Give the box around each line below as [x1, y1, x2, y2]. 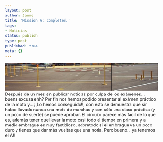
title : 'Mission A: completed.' [5, 18, 70, 23]
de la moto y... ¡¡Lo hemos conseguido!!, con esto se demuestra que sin [5, 102, 148, 108]
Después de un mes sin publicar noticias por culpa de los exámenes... [5, 91, 145, 97]
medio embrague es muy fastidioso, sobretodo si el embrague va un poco [5, 122, 153, 128]
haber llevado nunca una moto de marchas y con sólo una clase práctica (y [5, 107, 155, 112]
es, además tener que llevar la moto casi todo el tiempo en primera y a [5, 117, 146, 123]
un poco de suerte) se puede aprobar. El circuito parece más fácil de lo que [5, 112, 156, 118]
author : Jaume [5, 13, 34, 18]
